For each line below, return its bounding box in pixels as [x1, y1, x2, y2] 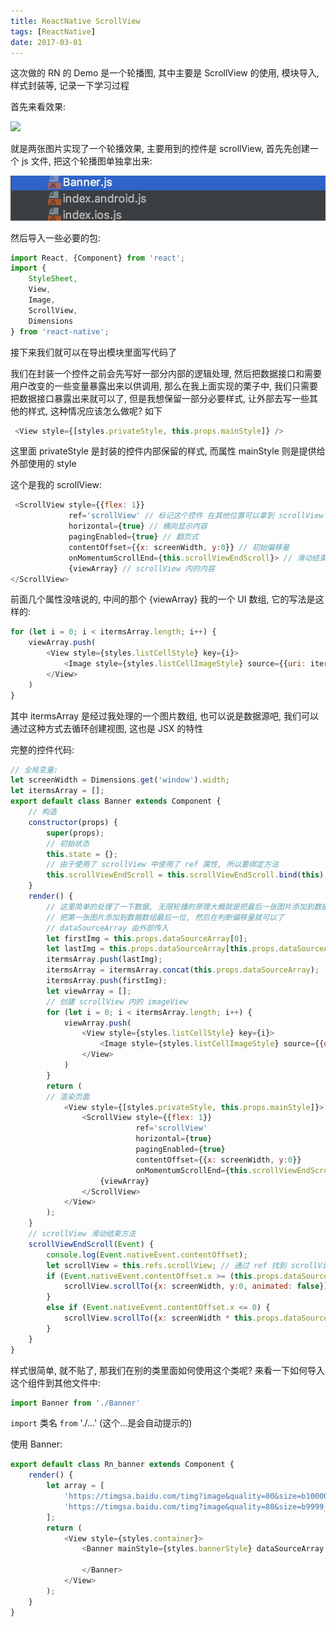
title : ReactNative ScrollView [10, 16, 141, 26]
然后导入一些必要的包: [10, 231, 102, 244]
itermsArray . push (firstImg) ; [46, 976, 168, 986]
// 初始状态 [46, 838, 90, 849]
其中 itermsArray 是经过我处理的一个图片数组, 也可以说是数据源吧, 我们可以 [10, 710, 319, 722]
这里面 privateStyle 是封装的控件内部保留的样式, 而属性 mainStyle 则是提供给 [10, 445, 326, 457]
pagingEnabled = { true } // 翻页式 [68, 532, 199, 542]
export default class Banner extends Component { [10, 796, 222, 807]
